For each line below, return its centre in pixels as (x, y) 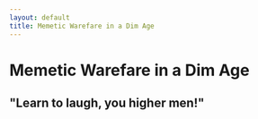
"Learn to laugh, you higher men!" (107, 103)
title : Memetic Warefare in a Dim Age (82, 26)
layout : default (40, 17)
